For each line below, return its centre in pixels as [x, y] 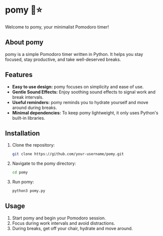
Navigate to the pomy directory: [44, 163]
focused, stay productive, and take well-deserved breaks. [63, 59]
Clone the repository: [33, 145]
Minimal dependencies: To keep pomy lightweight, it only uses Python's [85, 113]
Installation [22, 133]
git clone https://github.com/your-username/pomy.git [68, 154]
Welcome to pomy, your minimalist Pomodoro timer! [57, 27]
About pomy [24, 42]
